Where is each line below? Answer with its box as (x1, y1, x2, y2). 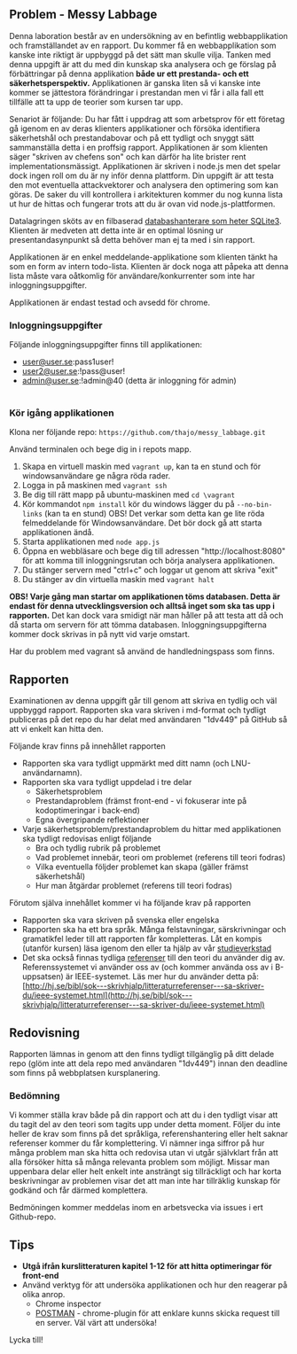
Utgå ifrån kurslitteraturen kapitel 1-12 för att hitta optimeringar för (21, 1261, 272, 1272)
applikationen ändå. (21, 527, 95, 538)
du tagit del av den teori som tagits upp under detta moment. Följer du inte (9, 1119, 281, 1130)
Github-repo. (9, 1211, 57, 1222)
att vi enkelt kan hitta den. (9, 724, 104, 735)
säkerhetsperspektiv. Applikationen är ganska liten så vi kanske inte (9, 77, 262, 88)
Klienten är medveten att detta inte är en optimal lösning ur (9, 225, 224, 236)
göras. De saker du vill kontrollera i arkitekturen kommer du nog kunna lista (9, 189, 284, 199)
